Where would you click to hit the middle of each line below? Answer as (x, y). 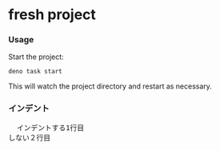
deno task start (35, 72)
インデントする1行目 (50, 128)
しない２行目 (29, 138)
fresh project (52, 15)
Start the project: (36, 57)
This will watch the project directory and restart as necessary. (110, 86)
